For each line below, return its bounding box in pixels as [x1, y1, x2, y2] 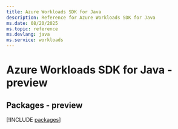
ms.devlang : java [6, 31, 50, 38]
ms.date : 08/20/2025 [6, 20, 59, 26]
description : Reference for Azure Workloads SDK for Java [6, 15, 156, 21]
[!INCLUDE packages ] [6, 116, 61, 123]
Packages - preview [6, 100, 83, 110]
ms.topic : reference [6, 25, 59, 32]
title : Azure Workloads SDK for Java [6, 8, 102, 15]
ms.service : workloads [6, 37, 64, 43]
